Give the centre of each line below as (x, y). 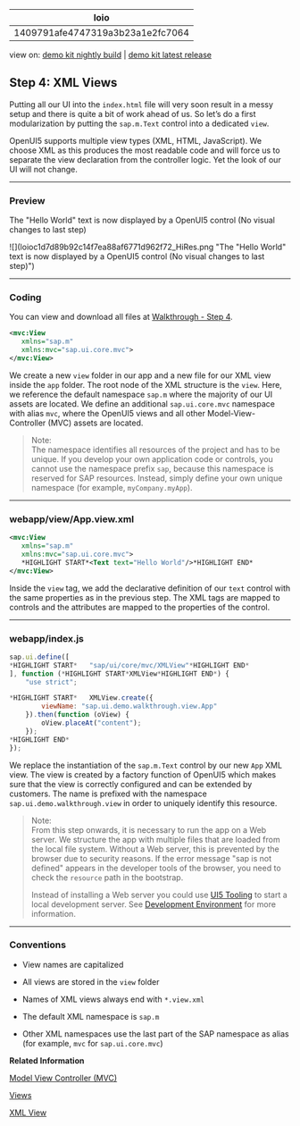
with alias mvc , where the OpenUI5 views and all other (107, 413)
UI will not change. (44, 169)
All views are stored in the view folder (91, 981)
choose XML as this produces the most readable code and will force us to (145, 150)
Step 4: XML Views (63, 83)
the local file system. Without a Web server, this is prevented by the (155, 849)
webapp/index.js (47, 638)
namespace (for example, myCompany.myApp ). (112, 487)
